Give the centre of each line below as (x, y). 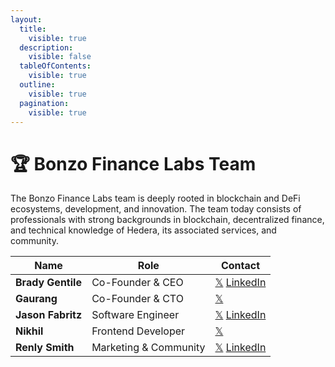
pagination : (44, 103)
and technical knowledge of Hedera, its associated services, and (143, 230)
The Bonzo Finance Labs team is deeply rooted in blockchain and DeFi (155, 198)
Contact (240, 266)
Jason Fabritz (49, 315)
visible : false (60, 57)
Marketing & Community (148, 348)
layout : (26, 19)
